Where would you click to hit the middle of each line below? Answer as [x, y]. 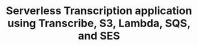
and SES [99, 36]
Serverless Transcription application [99, 11]
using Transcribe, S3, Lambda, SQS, [99, 23]
